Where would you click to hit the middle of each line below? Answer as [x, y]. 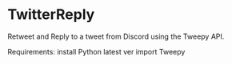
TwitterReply [51, 15]
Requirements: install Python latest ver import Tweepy [96, 51]
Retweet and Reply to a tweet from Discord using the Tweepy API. [116, 36]
